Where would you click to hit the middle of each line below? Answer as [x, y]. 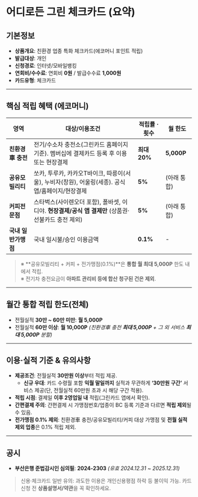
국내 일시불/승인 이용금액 [66, 239]
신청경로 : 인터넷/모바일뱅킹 [46, 66]
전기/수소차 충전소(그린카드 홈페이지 [81, 144]
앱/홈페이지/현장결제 [60, 191]
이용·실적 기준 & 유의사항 [49, 361]
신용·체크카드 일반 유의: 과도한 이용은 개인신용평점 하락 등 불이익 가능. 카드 [106, 481]
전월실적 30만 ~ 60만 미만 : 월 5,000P [59, 320]
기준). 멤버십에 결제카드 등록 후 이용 [80, 153]
